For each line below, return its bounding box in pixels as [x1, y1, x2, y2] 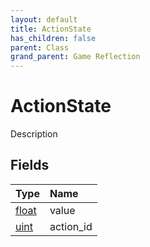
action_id [49, 219, 93, 233]
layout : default [10, 14, 78, 25]
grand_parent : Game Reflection [10, 52, 141, 62]
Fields [10, 157, 50, 174]
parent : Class [10, 42, 70, 53]
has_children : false [10, 33, 97, 43]
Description [10, 128, 58, 140]
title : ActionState [10, 24, 92, 34]
